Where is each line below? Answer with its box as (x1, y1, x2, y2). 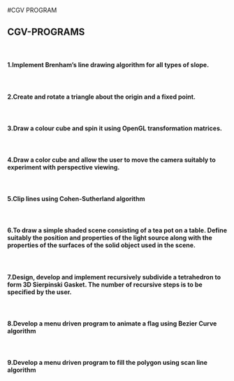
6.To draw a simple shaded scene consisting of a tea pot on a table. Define (7, 226, 228, 235)
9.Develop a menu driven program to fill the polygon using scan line (7, 359, 208, 367)
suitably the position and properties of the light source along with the (7, 234, 213, 242)
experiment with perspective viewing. (7, 163, 120, 172)
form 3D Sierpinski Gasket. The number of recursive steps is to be (7, 280, 203, 289)
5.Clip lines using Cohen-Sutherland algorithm (7, 195, 145, 203)
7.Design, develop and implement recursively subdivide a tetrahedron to (7, 272, 221, 281)
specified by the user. (7, 287, 72, 296)
